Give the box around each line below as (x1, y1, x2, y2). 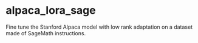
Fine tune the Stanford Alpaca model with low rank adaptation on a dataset (5, 23, 193, 30)
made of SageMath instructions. (5, 29, 86, 36)
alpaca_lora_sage (5, 4, 96, 17)
